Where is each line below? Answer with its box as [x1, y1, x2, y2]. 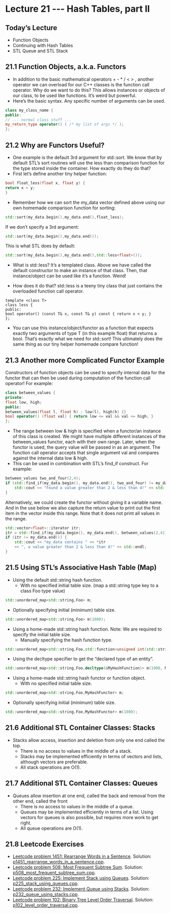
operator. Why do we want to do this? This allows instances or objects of [12, 87, 165, 93]
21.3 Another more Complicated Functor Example [5, 356, 165, 365]
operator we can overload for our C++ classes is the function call [12, 81, 150, 87]
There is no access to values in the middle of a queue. [20, 803, 134, 809]
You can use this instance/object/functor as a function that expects [12, 325, 154, 331]
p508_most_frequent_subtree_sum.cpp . [12, 870, 96, 876]
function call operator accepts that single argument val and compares [12, 450, 159, 456]
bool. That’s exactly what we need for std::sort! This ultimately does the [12, 335, 163, 342]
